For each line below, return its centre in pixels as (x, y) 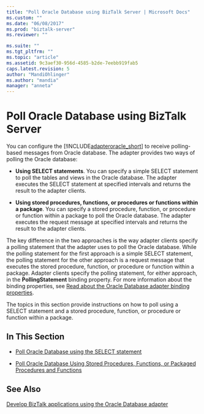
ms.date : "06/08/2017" (35, 23)
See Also (24, 389)
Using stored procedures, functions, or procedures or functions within (107, 202)
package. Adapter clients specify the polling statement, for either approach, (102, 273)
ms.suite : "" (23, 46)
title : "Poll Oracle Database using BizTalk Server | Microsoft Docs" (98, 12)
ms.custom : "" (25, 18)
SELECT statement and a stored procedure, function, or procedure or (93, 311)
